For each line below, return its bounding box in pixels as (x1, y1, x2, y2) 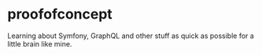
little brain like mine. (7, 39, 72, 48)
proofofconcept (7, 5, 113, 23)
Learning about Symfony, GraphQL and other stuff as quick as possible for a (7, 31, 255, 40)
